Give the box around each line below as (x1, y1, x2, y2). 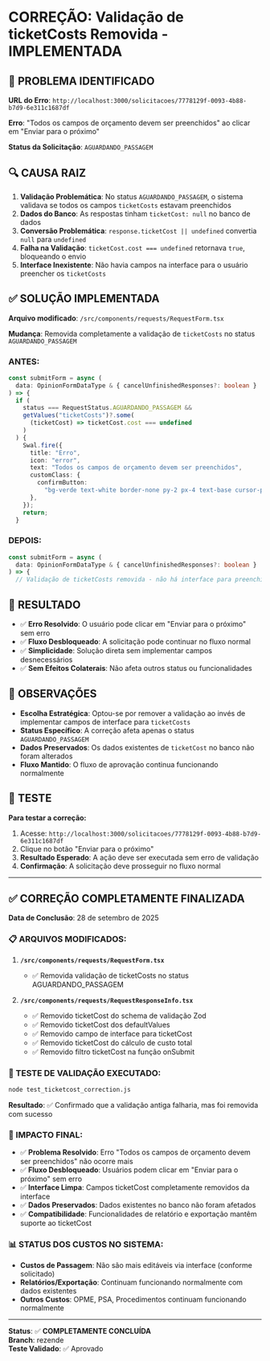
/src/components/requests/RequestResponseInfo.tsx (19, 996, 194, 1004)
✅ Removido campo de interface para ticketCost (31, 1028, 193, 1038)
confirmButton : (37, 479, 88, 487)
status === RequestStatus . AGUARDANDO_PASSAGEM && (22, 404, 193, 412)
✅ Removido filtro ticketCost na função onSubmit (31, 1047, 195, 1057)
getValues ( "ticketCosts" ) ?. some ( (22, 411, 135, 419)
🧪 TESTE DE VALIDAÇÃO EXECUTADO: (8, 1067, 162, 1078)
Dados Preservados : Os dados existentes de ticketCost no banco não (19, 742, 255, 752)
